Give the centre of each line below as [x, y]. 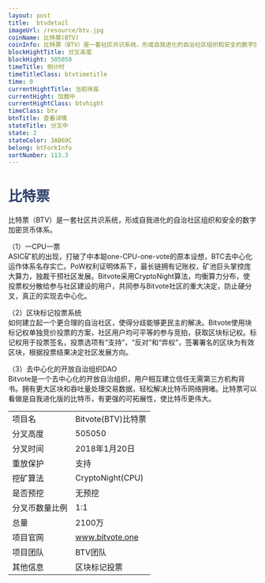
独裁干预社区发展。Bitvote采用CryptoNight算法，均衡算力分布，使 [143, 276]
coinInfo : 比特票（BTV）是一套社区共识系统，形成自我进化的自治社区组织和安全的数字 [131, 45]
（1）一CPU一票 [34, 246]
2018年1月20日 [105, 449]
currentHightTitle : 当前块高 [54, 89]
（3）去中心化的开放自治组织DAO [63, 369]
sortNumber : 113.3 [38, 155]
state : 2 [22, 133]
